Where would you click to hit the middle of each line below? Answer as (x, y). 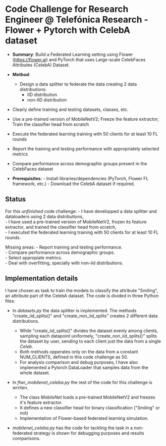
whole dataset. (35, 373)
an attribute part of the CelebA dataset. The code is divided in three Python (82, 296)
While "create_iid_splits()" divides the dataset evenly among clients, (89, 331)
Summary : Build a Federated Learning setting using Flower (73, 54)
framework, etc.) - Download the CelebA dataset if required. (74, 184)
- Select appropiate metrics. (34, 257)
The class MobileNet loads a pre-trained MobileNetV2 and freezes (87, 397)
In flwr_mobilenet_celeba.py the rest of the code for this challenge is (82, 382)
